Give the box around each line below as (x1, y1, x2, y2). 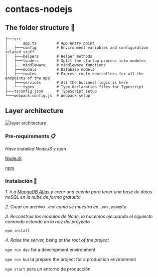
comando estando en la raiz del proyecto (5, 219, 90, 225)
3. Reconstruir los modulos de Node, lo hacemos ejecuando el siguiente (5, 213, 153, 220)
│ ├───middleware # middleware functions (5, 63, 106, 68)
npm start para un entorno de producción (5, 266, 91, 272)
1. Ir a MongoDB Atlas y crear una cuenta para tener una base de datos (5, 189, 153, 195)
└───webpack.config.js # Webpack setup (5, 93, 91, 98)
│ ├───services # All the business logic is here (5, 80, 128, 85)
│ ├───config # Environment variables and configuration (5, 45, 149, 50)
